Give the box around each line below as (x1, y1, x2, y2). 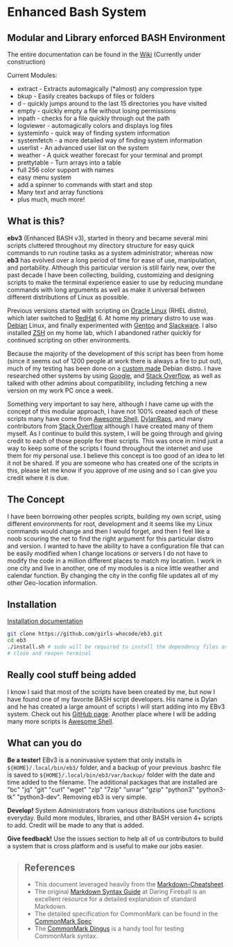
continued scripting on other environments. (7, 336, 131, 344)
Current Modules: (7, 71, 58, 79)
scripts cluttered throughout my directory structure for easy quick (7, 241, 196, 249)
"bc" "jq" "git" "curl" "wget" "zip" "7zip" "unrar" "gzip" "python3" (7, 785, 196, 793)
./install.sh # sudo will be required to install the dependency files (7, 643, 218, 650)
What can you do (7, 737, 82, 749)
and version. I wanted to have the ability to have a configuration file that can (7, 541, 224, 550)
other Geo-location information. (7, 578, 98, 587)
